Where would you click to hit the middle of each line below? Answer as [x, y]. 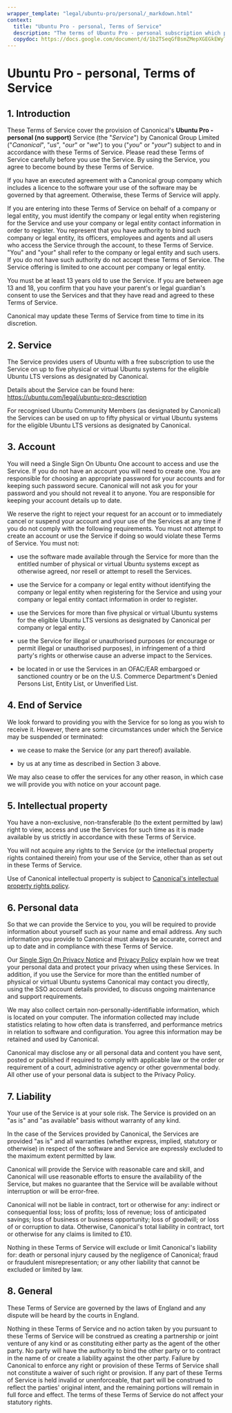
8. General [30, 1291]
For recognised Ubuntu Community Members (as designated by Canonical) [114, 410]
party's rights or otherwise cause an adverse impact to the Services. [115, 655]
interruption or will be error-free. [54, 1191]
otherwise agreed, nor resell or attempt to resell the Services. [104, 571]
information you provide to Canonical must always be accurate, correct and [115, 939]
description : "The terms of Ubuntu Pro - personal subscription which [117, 33]
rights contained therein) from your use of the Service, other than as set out [115, 858]
